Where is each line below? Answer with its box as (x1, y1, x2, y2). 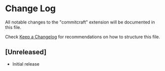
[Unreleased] (5, 48, 47, 56)
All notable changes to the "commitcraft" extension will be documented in (5, 19, 155, 25)
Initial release (12, 61, 40, 67)
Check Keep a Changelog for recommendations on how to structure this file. (5, 34, 161, 40)
